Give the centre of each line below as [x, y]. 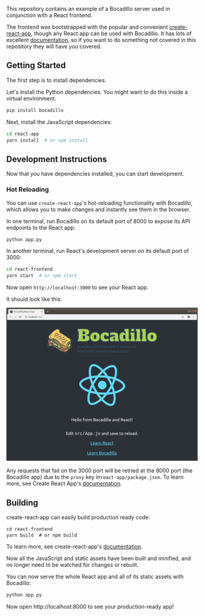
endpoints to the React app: [41, 227]
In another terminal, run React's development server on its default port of [98, 251]
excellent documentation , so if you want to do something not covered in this [101, 40]
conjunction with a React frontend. [49, 15]
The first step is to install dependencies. [56, 80]
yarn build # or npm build [42, 535]
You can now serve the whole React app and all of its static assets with [95, 576]
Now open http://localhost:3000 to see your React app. [77, 288]
